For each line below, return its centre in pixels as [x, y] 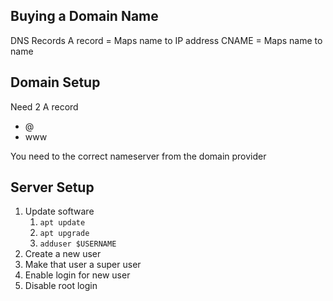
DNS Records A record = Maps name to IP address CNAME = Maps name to [166, 40]
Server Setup [52, 187]
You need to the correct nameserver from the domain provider [138, 156]
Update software [59, 211]
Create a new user [63, 254]
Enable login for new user [77, 275]
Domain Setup [55, 82]
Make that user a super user [83, 265]
